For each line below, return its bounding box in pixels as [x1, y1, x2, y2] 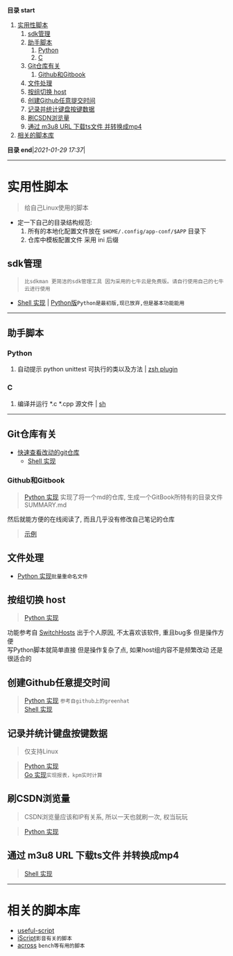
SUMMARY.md [24, 501, 67, 509]
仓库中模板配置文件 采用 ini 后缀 [27, 235, 119, 244]
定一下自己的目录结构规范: [17, 218, 92, 226]
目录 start [7, 6, 35, 14]
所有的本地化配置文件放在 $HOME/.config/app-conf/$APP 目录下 [27, 226, 207, 235]
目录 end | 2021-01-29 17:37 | [7, 146, 85, 154]
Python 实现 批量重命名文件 [17, 571, 88, 580]
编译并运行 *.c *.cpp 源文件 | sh [17, 399, 106, 408]
